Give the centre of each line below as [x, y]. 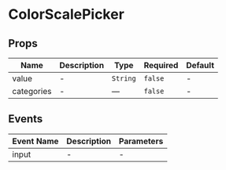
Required [161, 65]
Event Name [35, 141]
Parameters [141, 141]
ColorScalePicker [66, 14]
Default [200, 65]
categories [32, 91]
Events [26, 119]
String [124, 79]
